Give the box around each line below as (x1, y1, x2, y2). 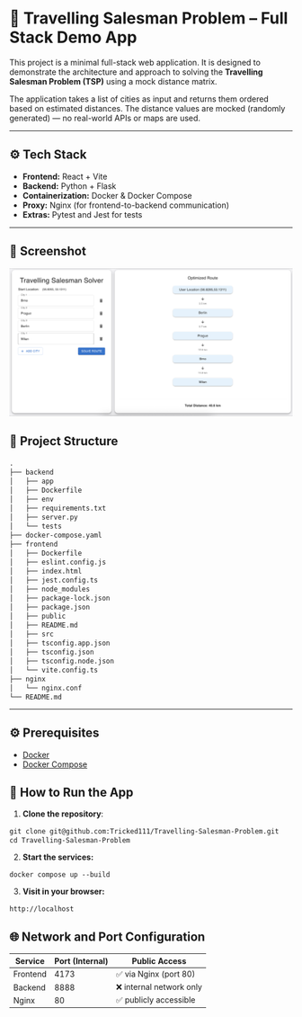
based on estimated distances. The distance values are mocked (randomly (9, 103, 286, 113)
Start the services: (22, 852, 94, 862)
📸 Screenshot (9, 244, 87, 259)
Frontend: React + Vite (22, 171, 108, 182)
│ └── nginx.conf (9, 683, 83, 692)
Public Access (131, 955, 187, 966)
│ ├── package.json (9, 602, 91, 611)
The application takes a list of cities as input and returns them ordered (9, 94, 270, 104)
